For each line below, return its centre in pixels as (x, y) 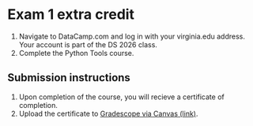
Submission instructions (69, 78)
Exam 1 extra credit (71, 15)
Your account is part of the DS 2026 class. (88, 44)
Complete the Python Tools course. (76, 53)
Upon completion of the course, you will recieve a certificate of (121, 97)
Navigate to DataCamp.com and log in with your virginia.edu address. (132, 36)
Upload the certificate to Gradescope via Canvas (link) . (108, 113)
